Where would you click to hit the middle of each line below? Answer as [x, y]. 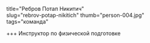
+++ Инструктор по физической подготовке [63, 33]
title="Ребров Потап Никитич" [45, 9]
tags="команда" [27, 21]
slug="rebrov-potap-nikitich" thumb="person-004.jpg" [75, 15]
